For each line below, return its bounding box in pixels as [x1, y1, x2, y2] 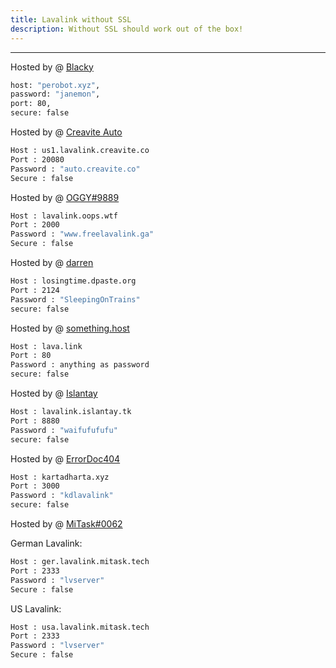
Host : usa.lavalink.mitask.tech [10, 622, 150, 632]
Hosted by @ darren [10, 257, 94, 268]
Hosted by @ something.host [10, 322, 130, 334]
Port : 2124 [10, 285, 60, 295]
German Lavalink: [10, 537, 83, 549]
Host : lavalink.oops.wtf [10, 211, 118, 221]
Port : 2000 [10, 220, 60, 230]
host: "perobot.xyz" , [10, 80, 101, 90]
